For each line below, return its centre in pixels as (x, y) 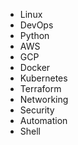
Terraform (40, 88)
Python (34, 35)
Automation (43, 120)
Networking (44, 99)
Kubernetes (43, 78)
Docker (35, 67)
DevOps (36, 25)
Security (37, 110)
